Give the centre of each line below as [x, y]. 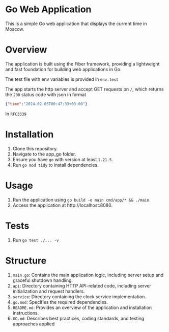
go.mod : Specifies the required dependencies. [60, 302]
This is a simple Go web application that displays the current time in [76, 24]
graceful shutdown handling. [43, 280]
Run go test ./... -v [36, 240]
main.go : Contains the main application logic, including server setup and [88, 275]
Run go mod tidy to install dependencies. [55, 165]
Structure [26, 261]
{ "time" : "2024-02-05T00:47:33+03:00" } [46, 104]
